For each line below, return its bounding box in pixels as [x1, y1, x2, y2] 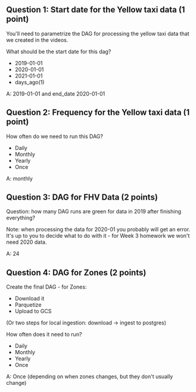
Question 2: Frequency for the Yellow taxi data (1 [6, 108, 190, 118]
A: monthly [6, 174, 33, 182]
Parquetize [14, 301, 42, 308]
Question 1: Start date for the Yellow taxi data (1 [6, 5, 185, 15]
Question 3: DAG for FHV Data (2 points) [6, 192, 158, 203]
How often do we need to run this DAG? [6, 133, 103, 140]
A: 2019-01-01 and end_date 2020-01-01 [6, 90, 105, 97]
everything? [6, 215, 36, 222]
